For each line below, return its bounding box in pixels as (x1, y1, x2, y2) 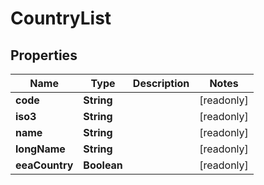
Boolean (83, 158, 123, 172)
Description (132, 77, 190, 90)
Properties (10, 47, 78, 64)
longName (15, 142, 66, 156)
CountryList (10, 7, 112, 30)
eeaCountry (15, 158, 74, 172)
